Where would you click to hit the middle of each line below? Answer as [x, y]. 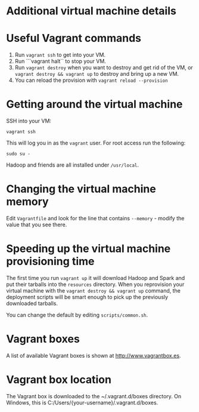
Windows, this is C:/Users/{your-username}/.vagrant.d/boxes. [82, 402]
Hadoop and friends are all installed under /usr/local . [72, 165]
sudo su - [18, 154]
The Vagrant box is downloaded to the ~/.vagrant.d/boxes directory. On [94, 396]
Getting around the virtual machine [94, 104]
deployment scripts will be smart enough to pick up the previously [87, 297]
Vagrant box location [59, 380]
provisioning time [50, 262]
